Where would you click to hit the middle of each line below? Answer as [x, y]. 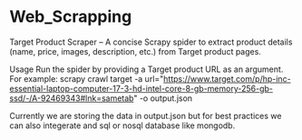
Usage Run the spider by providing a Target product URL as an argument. [146, 69]
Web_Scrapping [71, 17]
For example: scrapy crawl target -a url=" [87, 78]
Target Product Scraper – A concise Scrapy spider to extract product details [151, 42]
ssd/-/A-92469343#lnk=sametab [72, 98]
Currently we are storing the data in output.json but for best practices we [146, 115]
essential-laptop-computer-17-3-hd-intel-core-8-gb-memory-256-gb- [141, 88]
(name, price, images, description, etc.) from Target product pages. [135, 51]
